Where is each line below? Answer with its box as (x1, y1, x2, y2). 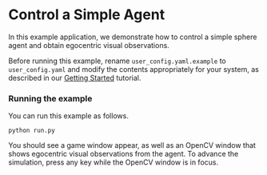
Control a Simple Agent (8, 6, 165, 24)
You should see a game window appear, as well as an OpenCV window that (8, 141, 256, 150)
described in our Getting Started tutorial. (8, 73, 141, 82)
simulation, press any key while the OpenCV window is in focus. (8, 157, 218, 167)
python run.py (8, 126, 56, 135)
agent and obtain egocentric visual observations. (8, 40, 169, 50)
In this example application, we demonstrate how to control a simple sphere (8, 32, 257, 42)
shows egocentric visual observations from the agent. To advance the (8, 149, 239, 159)
